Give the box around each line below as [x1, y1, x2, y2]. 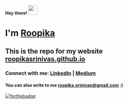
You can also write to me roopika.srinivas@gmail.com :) [5, 82, 124, 88]
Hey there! [5, 10, 27, 16]
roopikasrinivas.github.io [5, 55, 86, 63]
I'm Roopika [5, 27, 55, 38]
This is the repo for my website [5, 47, 103, 56]
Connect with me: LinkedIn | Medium [5, 70, 96, 77]
